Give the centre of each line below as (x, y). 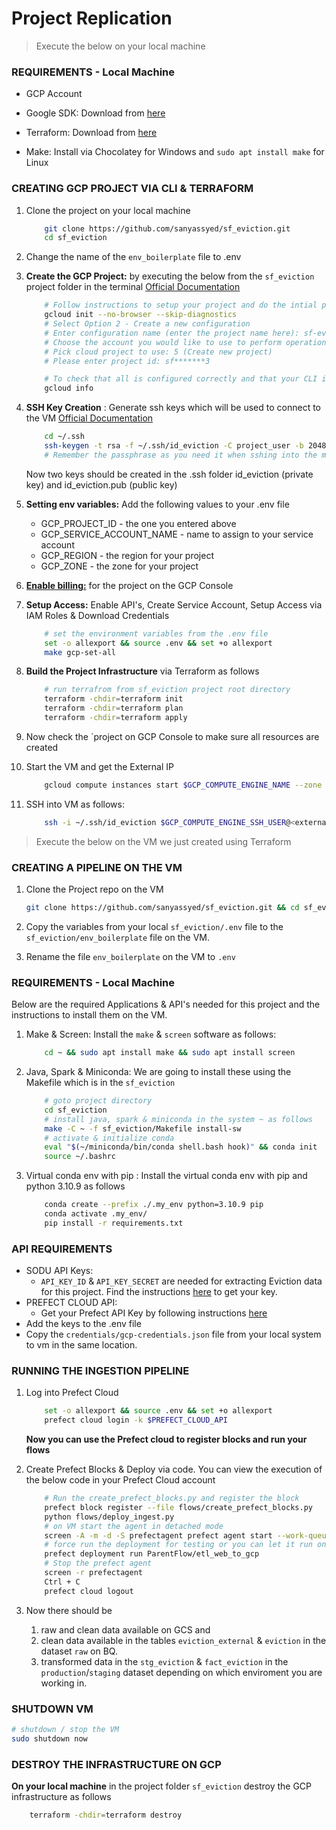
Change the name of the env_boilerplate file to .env (133, 257)
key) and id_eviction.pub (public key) (101, 484)
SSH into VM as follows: (75, 804)
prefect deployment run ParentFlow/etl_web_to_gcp (152, 1554)
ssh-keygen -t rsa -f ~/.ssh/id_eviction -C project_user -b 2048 (185, 446)
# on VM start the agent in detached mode (134, 1526)
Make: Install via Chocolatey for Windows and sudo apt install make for (175, 152)
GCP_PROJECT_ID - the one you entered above (138, 523)
